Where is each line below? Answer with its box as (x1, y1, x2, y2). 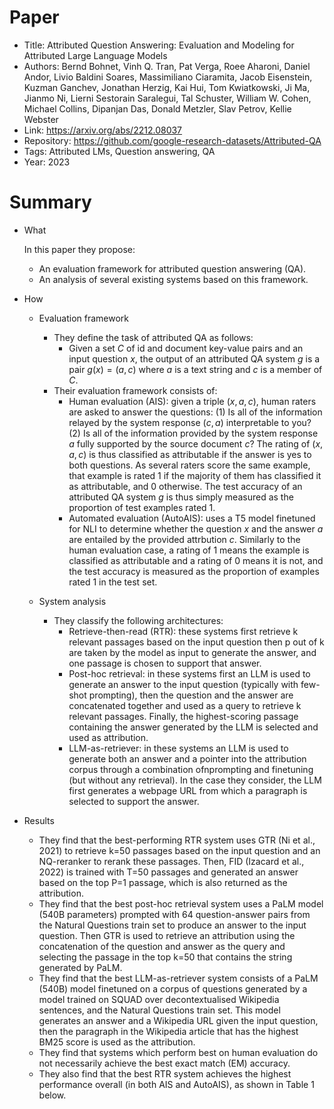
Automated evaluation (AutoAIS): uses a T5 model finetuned (68, 512, 316, 524)
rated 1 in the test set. (68, 576, 158, 588)
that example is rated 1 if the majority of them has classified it (68, 469, 322, 481)
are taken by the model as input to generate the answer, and (68, 646, 317, 658)
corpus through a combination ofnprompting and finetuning (68, 763, 314, 775)
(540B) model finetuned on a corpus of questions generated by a (38, 982, 308, 995)
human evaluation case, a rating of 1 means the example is (68, 544, 310, 556)
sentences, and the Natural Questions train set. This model (38, 1004, 281, 1016)
